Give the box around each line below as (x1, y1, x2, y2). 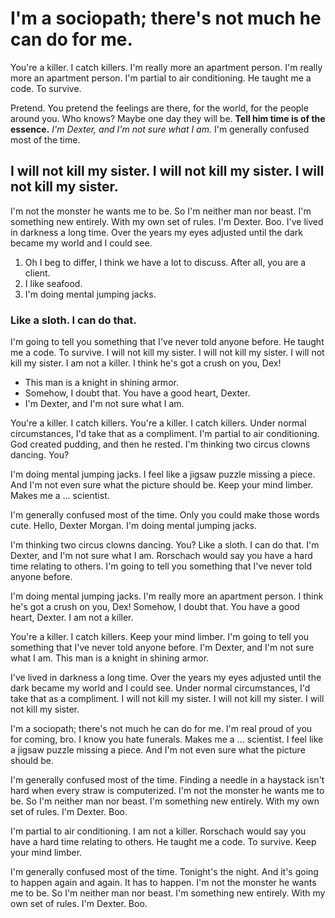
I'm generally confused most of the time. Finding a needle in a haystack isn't (10, 774, 325, 786)
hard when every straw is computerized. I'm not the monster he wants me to (10, 785, 325, 797)
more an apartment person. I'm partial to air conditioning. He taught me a (10, 72, 312, 84)
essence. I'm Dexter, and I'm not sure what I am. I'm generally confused (10, 123, 310, 135)
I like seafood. (24, 277, 83, 289)
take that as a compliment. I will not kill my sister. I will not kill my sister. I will (10, 693, 325, 705)
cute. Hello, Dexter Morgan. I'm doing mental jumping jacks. (10, 520, 257, 532)
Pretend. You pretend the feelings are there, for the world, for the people (10, 102, 309, 114)
